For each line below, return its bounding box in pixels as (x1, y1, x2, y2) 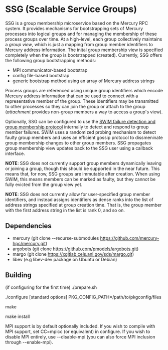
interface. (5, 150, 25, 156)
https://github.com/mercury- (100, 235, 159, 241)
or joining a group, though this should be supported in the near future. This (5, 165, 160, 171)
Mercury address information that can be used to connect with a (5, 93, 138, 99)
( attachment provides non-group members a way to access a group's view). (5, 109, 163, 115)
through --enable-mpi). (5, 339, 54, 345)
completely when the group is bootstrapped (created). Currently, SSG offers (5, 52, 162, 58)
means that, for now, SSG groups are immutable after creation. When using (5, 170, 160, 177)
